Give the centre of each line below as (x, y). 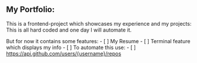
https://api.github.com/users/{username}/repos (64, 53)
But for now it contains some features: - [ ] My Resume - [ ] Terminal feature (98, 41)
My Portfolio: (30, 10)
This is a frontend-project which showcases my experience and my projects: (99, 23)
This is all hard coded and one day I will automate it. (69, 30)
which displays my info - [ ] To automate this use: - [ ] (71, 47)
